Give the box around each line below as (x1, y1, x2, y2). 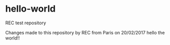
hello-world (5, 3, 56, 15)
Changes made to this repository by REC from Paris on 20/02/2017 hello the (5, 29, 165, 35)
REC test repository (5, 20, 46, 26)
